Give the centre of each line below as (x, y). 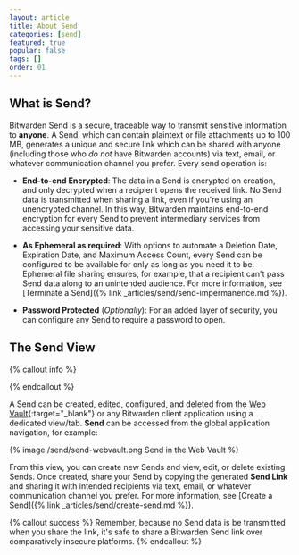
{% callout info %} (43, 369)
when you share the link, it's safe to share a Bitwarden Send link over (136, 532)
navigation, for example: (54, 432)
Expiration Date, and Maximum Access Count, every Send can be (142, 255)
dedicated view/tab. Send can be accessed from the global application (140, 423)
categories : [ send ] (46, 34)
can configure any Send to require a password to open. (124, 319)
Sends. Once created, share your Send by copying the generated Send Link (149, 476)
